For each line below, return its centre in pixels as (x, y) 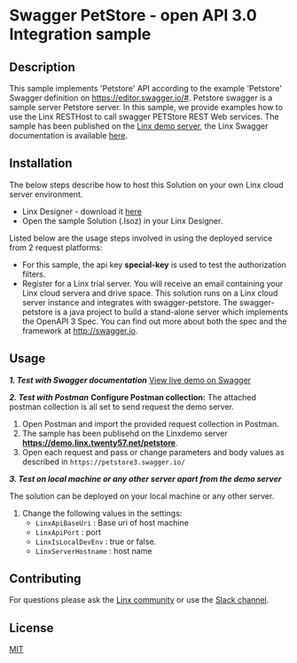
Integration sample (80, 34)
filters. (34, 274)
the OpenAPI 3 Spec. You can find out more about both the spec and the (154, 321)
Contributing (45, 579)
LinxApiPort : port (68, 532)
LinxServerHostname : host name (94, 550)
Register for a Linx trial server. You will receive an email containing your (152, 283)
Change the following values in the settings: (102, 513)
